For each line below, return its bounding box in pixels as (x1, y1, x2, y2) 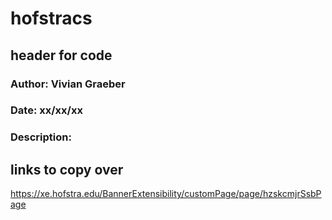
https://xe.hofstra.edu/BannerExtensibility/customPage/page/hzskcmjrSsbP (10, 188, 322, 200)
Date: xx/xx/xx (10, 103, 83, 117)
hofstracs (10, 7, 93, 30)
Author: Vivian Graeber (10, 77, 126, 91)
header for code (10, 47, 113, 64)
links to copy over (10, 161, 124, 178)
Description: (10, 130, 72, 144)
